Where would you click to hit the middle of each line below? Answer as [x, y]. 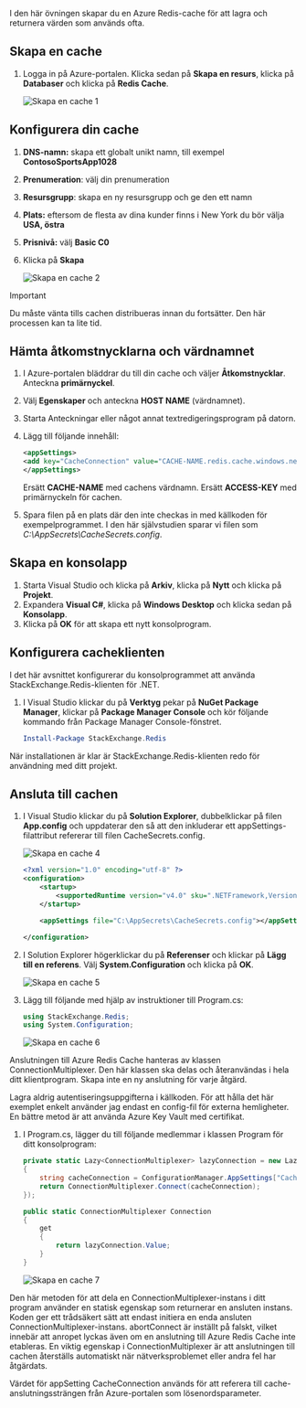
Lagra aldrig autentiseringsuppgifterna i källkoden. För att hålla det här [142, 1097]
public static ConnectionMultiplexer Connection [117, 1211]
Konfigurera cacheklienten [87, 653]
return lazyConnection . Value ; [113, 1246]
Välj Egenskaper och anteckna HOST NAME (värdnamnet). [134, 400]
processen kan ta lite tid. [56, 323]
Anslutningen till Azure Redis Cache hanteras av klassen [115, 1061]
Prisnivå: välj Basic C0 [66, 242]
